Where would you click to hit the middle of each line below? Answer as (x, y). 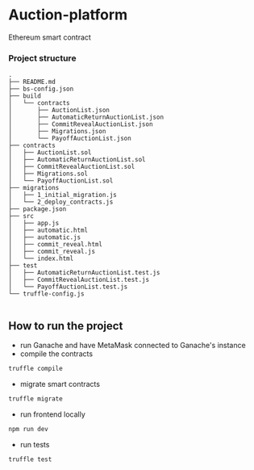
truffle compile (35, 369)
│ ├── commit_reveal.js (52, 252)
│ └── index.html (41, 259)
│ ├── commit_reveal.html (56, 245)
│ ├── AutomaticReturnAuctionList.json (86, 117)
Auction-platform (68, 15)
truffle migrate (35, 399)
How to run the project (66, 326)
